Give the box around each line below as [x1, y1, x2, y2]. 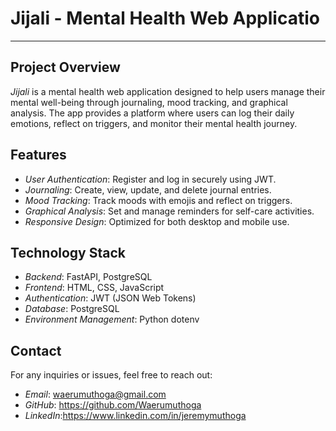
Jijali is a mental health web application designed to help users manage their [10, 85, 326, 97]
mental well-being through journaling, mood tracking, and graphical [10, 96, 288, 108]
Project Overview [10, 59, 121, 76]
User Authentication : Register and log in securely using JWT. [24, 173, 277, 185]
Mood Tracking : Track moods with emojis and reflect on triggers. [24, 194, 293, 206]
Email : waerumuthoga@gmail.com [24, 388, 167, 401]
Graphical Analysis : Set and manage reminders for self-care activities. [24, 205, 315, 217]
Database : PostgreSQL [24, 303, 120, 315]
